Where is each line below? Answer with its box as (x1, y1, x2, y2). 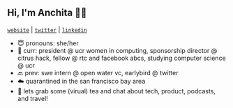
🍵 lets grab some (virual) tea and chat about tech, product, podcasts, (17, 86, 216, 95)
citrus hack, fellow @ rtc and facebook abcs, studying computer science (17, 54, 227, 62)
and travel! (17, 94, 49, 102)
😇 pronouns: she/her (17, 39, 79, 47)
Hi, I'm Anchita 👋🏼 (7, 7, 87, 19)
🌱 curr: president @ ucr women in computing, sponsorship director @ (17, 46, 218, 54)
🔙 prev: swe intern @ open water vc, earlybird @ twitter (17, 68, 179, 77)
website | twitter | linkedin (7, 25, 87, 33)
